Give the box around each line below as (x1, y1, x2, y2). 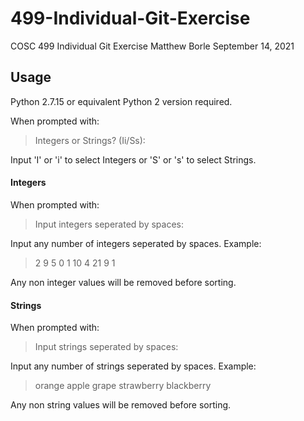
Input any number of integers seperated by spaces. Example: (10, 237, 262, 249)
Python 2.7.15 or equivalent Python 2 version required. (10, 95, 233, 107)
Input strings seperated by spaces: (34, 341, 179, 353)
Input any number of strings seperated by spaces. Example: (10, 360, 257, 372)
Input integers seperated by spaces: (34, 218, 184, 230)
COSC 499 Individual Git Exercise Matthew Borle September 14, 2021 (10, 40, 295, 52)
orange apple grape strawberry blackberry (34, 380, 212, 392)
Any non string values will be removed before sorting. (10, 399, 232, 411)
